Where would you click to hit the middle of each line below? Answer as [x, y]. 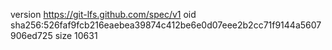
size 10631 [76, 35]
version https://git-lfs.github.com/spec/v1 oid [103, 14]
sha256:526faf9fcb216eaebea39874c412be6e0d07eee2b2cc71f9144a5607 [166, 25]
